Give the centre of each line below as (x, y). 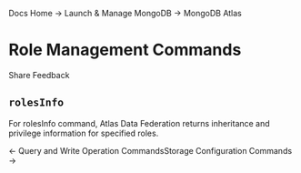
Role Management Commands (125, 50)
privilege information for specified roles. (84, 133)
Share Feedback (39, 75)
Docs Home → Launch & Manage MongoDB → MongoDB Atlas (125, 13)
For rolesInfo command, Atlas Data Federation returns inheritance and (139, 123)
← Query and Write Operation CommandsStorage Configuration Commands (150, 150)
